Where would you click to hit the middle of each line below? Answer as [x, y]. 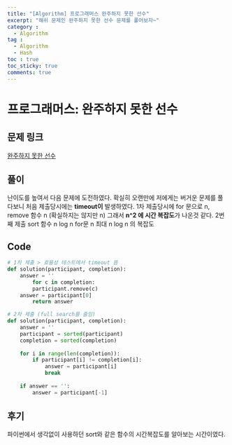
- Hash [23, 53]
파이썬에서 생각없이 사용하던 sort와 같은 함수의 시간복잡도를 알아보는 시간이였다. [116, 434]
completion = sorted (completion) [68, 341]
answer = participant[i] [81, 367]
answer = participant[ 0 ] [56, 295]
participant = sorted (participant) [72, 334]
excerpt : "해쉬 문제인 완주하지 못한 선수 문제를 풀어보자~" [83, 20]
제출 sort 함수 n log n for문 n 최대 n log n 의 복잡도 [85, 224]
